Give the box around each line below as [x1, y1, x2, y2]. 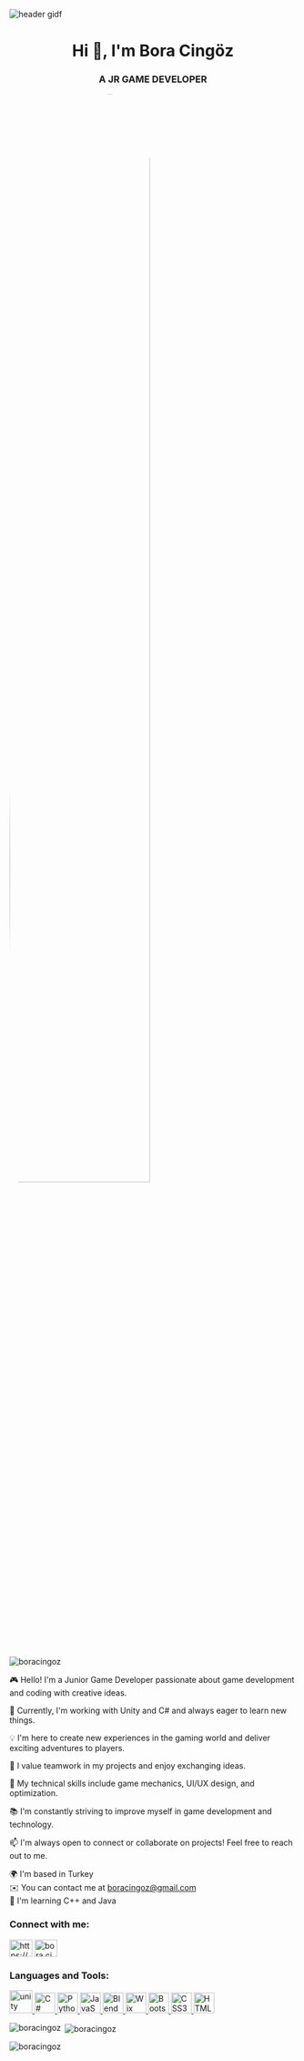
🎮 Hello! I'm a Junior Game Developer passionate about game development [9, 1675, 295, 1686]
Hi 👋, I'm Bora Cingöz [72, 41, 234, 61]
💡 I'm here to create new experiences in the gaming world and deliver [9, 1732, 271, 1744]
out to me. [9, 1851, 48, 1861]
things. [9, 1715, 35, 1726]
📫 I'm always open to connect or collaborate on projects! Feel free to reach [9, 1837, 293, 1849]
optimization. [9, 1788, 58, 1799]
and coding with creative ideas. [9, 1687, 127, 1698]
